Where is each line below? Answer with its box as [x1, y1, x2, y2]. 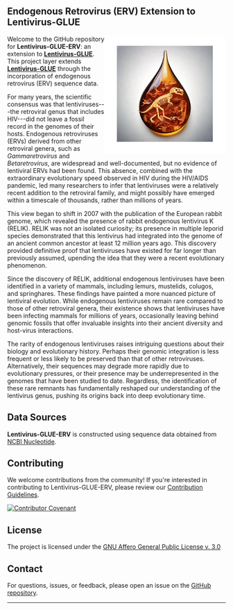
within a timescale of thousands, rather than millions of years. [7, 196, 183, 204]
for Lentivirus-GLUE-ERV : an [7, 42, 92, 51]
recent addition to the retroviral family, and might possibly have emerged [7, 188, 215, 197]
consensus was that [7, 100, 64, 108]
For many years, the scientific [7, 92, 92, 101]
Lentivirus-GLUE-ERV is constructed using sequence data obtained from [7, 430, 217, 438]
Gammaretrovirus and [7, 151, 70, 160]
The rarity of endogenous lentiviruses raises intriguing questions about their [7, 340, 225, 348]
